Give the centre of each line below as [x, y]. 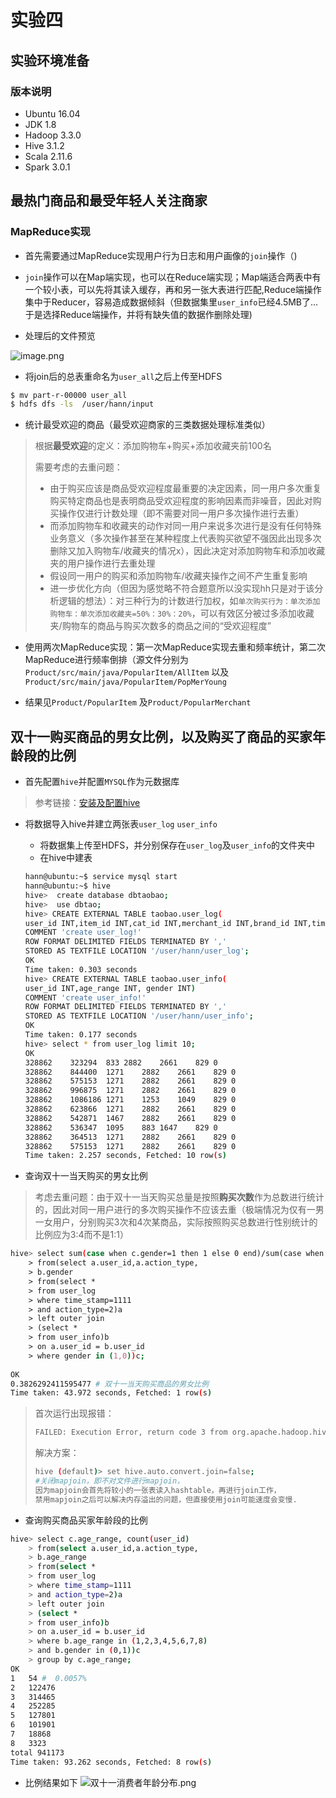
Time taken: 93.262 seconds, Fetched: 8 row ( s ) [111, 1762]
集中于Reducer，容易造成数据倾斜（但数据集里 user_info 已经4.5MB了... [171, 302]
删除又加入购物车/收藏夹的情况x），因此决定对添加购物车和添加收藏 [187, 551]
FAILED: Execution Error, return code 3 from [131, 1432]
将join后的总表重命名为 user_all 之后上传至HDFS [123, 376]
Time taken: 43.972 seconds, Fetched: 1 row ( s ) [111, 1393]
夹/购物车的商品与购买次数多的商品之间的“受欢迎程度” [160, 626]
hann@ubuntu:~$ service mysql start [101, 877]
